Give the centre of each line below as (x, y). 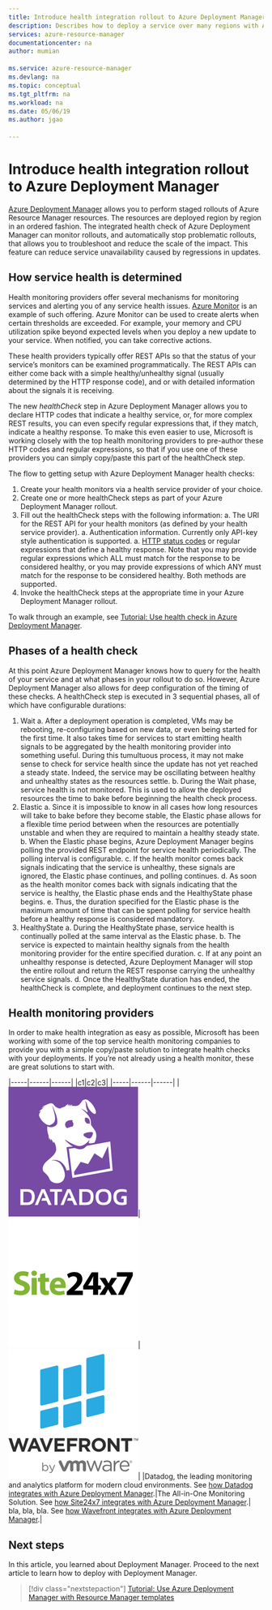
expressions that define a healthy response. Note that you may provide (138, 549)
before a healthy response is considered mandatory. (107, 918)
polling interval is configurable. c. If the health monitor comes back (132, 859)
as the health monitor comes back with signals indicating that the (128, 884)
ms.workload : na (36, 103)
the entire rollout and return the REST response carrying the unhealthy (137, 970)
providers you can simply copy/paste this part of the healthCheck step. (127, 457)
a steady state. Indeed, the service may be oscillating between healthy (138, 772)
